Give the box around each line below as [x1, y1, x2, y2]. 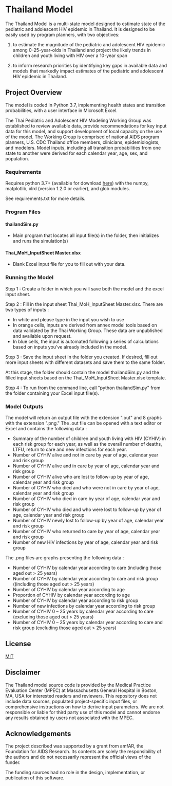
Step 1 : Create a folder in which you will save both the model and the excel [5, 285, 164, 291]
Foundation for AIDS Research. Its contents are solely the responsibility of [5, 748, 162, 755]
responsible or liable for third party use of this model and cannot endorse [5, 709, 160, 715]
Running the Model [5, 274, 54, 281]
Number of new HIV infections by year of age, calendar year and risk [12, 539, 159, 545]
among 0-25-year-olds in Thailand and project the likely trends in [12, 47, 151, 53]
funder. [5, 759, 21, 765]
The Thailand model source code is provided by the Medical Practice [5, 682, 151, 688]
